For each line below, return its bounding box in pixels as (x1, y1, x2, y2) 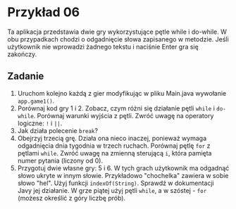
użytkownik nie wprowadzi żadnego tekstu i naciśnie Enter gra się (7, 42, 199, 51)
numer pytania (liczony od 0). (17, 156, 104, 165)
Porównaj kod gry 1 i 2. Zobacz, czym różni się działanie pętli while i (17, 103, 215, 113)
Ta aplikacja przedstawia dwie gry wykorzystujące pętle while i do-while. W (7, 27, 228, 36)
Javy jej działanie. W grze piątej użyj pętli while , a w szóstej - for (17, 186, 207, 194)
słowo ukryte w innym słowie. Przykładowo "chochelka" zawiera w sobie (17, 171, 229, 179)
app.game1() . (17, 96, 55, 105)
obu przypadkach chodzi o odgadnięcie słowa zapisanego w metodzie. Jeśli (7, 34, 229, 43)
